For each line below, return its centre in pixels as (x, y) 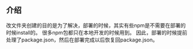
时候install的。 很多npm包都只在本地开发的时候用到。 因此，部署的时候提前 (97, 32)
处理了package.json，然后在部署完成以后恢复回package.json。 (82, 40)
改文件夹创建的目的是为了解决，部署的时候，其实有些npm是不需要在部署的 (96, 25)
